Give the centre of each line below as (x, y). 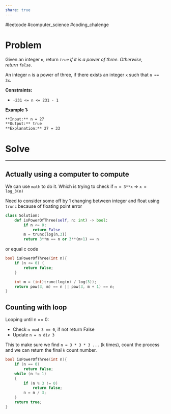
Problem (23, 45)
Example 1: (17, 110)
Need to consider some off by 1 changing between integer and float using (82, 201)
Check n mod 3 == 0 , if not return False (54, 329)
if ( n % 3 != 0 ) (41, 383)
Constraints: (19, 90)
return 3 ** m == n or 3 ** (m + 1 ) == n (61, 239)
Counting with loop (36, 307)
